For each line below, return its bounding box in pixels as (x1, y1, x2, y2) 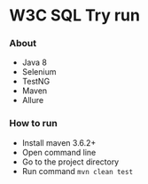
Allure (21, 95, 44, 106)
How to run (9, 117, 58, 130)
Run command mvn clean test (21, 165, 134, 176)
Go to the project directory (21, 156, 120, 167)
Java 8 (21, 57, 47, 68)
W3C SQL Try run (9, 5, 140, 26)
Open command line (21, 147, 97, 157)
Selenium (21, 67, 57, 77)
